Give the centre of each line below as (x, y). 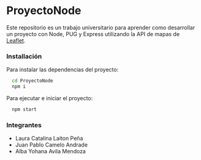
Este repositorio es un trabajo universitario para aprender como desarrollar (100, 27)
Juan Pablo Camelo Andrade (51, 145)
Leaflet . (16, 40)
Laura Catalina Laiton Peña (49, 139)
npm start (24, 109)
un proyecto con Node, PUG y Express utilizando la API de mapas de (93, 34)
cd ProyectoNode (32, 81)
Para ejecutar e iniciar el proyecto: (50, 98)
